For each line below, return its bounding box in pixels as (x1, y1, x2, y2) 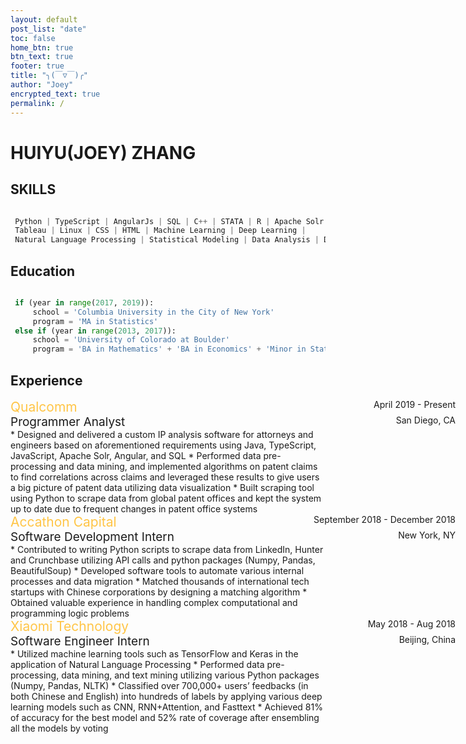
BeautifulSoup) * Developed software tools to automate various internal (10, 565, 305, 576)
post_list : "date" (10, 24, 87, 34)
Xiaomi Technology (10, 618, 130, 635)
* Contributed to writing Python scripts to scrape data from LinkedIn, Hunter (10, 544, 324, 555)
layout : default (10, 14, 78, 25)
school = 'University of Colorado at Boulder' (32, 335, 230, 345)
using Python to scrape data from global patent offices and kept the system (10, 492, 322, 504)
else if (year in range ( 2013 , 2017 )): (14, 326, 177, 336)
